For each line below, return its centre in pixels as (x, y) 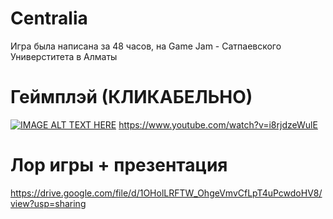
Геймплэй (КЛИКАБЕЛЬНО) (131, 97)
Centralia (49, 18)
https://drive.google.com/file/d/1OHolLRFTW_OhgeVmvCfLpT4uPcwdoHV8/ (166, 193)
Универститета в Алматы (64, 56)
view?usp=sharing (48, 203)
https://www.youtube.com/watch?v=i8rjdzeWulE (218, 124)
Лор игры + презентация (119, 165)
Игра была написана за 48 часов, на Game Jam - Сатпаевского (146, 46)
